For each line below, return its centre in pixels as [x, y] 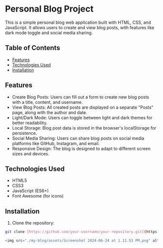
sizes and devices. [31, 153]
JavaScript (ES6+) [30, 191]
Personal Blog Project [49, 9]
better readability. [30, 123]
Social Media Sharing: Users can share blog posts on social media [78, 138]
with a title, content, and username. [47, 102]
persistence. [24, 133]
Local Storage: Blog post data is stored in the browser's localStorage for [84, 128]
